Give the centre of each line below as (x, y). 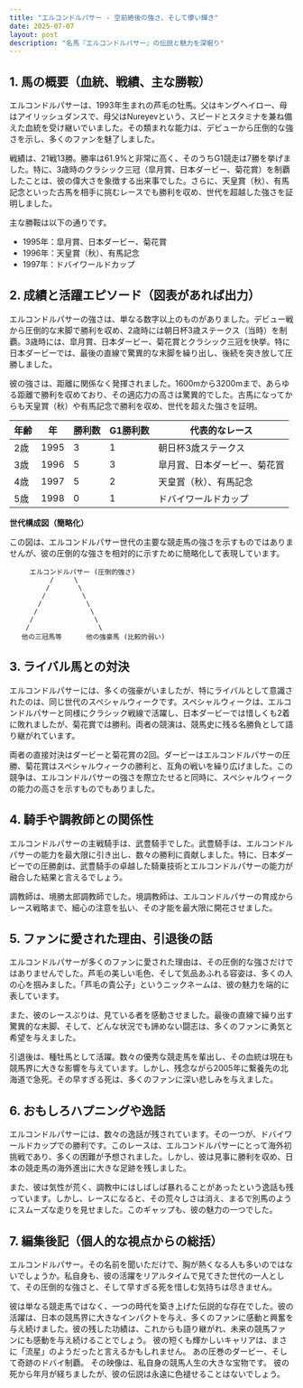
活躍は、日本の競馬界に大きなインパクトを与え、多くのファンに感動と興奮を (151, 1317)
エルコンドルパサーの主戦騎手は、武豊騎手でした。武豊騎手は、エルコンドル (151, 843)
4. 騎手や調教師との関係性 (82, 820)
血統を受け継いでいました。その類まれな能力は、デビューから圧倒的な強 (159, 128)
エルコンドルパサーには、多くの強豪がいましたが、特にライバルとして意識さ (151, 690)
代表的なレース (221, 430)
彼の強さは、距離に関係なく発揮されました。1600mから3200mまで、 (138, 383)
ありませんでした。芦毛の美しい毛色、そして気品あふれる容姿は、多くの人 (155, 973)
